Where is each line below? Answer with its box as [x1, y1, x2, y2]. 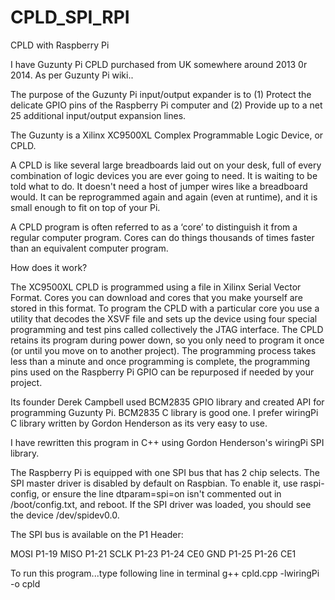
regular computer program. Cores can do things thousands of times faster [10, 231, 315, 243]
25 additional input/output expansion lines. [10, 109, 187, 121]
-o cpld [10, 577, 41, 590]
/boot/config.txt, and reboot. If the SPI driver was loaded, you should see [10, 498, 312, 510]
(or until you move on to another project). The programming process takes [10, 344, 317, 356]
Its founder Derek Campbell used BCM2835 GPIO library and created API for [10, 396, 325, 408]
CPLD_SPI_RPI [10, 6, 130, 29]
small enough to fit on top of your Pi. [10, 201, 161, 213]
